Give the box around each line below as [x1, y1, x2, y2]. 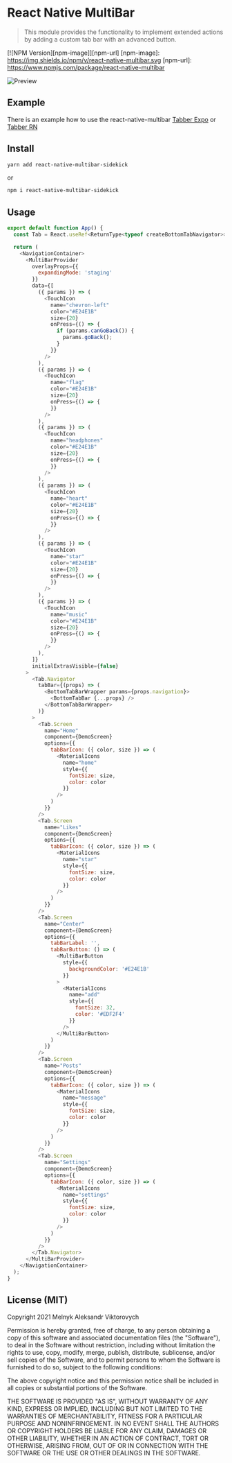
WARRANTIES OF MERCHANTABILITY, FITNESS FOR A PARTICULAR [7, 1412, 202, 1420]
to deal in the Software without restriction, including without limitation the [7, 1340, 215, 1349]
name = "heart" [50, 495, 88, 502]
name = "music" [50, 611, 88, 618]
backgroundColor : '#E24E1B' [68, 965, 150, 972]
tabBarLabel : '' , [50, 940, 100, 947]
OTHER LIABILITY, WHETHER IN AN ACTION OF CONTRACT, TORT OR [7, 1434, 209, 1442]
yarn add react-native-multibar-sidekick [7, 161, 128, 168]
